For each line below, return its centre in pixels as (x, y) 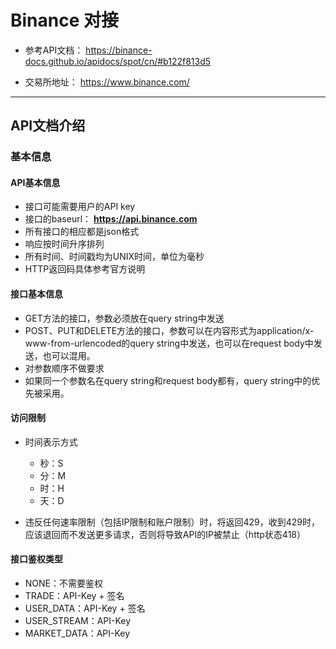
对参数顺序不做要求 (64, 368)
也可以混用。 (69, 355)
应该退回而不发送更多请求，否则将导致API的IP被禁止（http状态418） (165, 534)
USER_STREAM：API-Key (78, 621)
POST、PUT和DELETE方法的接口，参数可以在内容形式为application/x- (169, 330)
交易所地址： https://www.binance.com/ (107, 82)
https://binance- (119, 50)
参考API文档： (54, 50)
